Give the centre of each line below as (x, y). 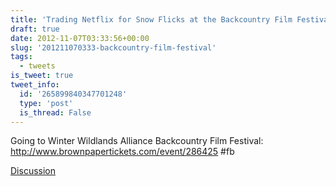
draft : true (35, 29)
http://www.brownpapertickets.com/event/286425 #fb (122, 152)
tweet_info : (35, 85)
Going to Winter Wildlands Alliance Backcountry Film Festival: (137, 141)
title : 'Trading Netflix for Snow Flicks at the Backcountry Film (151, 19)
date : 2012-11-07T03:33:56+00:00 (80, 38)
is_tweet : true (42, 76)
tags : (21, 57)
